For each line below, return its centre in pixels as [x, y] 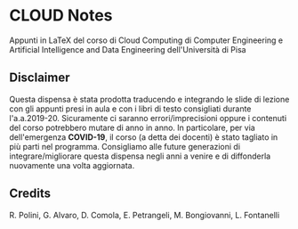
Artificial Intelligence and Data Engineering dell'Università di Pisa [128, 49]
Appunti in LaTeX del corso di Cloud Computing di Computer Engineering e [146, 40]
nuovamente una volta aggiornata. [72, 165]
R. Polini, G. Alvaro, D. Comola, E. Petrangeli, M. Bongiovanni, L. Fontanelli [145, 215]
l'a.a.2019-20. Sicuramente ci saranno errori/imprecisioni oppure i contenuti [148, 118]
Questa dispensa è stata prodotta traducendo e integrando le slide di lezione [149, 99]
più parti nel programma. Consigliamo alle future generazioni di [125, 146]
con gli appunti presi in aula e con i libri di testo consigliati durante [130, 109]
